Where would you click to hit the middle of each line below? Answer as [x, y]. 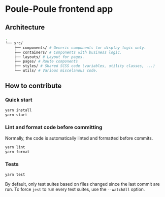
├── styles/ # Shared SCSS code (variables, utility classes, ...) [84, 66]
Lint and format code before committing [54, 128]
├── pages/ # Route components [46, 62]
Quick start [19, 100]
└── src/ [14, 43]
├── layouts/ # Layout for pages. [49, 57]
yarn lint [15, 147]
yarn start [16, 115]
